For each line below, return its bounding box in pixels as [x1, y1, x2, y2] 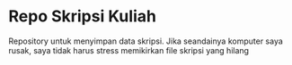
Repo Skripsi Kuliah [8, 6, 156, 27]
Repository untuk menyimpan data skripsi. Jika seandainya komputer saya [8, 36, 284, 46]
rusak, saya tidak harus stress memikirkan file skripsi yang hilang [8, 45, 249, 55]
